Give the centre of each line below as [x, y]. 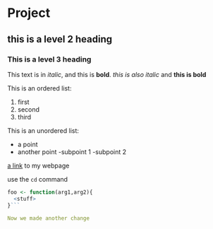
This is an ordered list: [39, 88]
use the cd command [38, 179]
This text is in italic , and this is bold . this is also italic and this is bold [107, 74]
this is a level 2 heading [60, 39]
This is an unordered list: [43, 130]
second [29, 109]
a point [28, 144]
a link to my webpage [38, 165]
